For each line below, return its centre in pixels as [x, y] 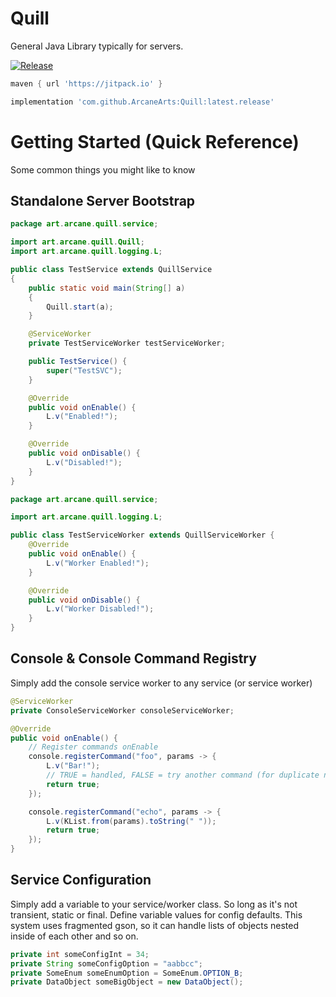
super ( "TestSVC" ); [84, 370]
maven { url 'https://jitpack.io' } [86, 83]
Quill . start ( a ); [80, 307]
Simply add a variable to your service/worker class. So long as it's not [154, 904]
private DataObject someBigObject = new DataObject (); [127, 982]
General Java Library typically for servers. [97, 46]
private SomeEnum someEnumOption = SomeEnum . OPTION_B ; [127, 973]
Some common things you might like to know [103, 169]
